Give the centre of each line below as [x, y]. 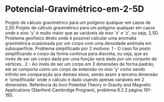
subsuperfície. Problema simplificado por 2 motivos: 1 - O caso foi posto [78, 48]
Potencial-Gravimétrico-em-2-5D [75, 9]
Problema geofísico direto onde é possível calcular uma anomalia [71, 38]
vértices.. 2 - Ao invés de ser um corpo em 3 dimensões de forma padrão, [80, 64]
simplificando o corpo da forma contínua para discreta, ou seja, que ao [77, 53]
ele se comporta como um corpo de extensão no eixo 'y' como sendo [75, 69]
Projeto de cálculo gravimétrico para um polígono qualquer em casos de [78, 22]
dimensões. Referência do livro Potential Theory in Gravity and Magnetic [78, 84]
